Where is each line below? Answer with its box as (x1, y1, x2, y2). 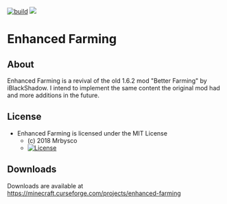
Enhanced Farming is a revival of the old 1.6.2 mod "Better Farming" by (7, 77, 207, 85)
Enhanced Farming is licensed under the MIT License (16, 129, 168, 137)
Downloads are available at (7, 181, 84, 190)
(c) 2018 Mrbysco (27, 136, 77, 144)
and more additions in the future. (7, 91, 99, 99)
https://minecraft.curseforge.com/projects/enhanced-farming (7, 189, 182, 197)
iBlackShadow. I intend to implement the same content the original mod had (7, 84, 221, 92)
